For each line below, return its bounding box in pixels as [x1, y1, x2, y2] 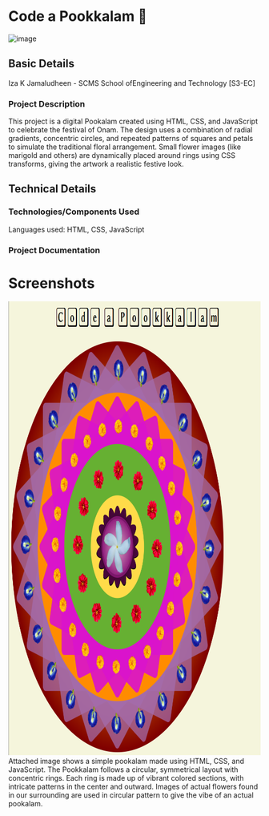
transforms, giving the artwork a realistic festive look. [8, 160, 184, 169]
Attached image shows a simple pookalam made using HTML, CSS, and [8, 756, 244, 766]
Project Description [8, 98, 86, 109]
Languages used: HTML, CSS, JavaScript [8, 224, 145, 234]
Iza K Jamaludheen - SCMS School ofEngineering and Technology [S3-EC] [8, 78, 256, 87]
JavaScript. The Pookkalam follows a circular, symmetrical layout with [8, 765, 239, 774]
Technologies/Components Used [8, 206, 140, 217]
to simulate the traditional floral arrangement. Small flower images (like [8, 142, 242, 151]
